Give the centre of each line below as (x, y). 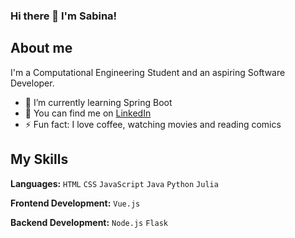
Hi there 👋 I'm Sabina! (64, 16)
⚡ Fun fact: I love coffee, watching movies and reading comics (153, 124)
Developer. (32, 83)
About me (41, 48)
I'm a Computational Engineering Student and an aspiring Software (148, 72)
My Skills (39, 159)
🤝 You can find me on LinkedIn (88, 113)
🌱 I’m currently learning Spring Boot (98, 102)
